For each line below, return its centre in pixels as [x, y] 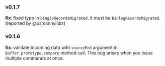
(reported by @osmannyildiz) [35, 23]
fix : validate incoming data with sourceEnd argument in [62, 47]
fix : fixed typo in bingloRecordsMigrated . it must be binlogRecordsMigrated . [83, 18]
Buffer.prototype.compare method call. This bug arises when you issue [79, 53]
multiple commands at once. [35, 58]
